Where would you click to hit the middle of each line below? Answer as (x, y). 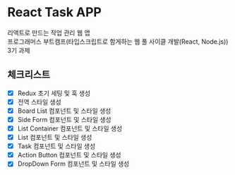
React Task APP (55, 12)
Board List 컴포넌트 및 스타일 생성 (64, 111)
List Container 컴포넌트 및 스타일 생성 (70, 128)
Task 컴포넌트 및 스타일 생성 (56, 146)
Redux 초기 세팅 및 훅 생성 (54, 93)
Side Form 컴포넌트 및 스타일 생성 (64, 119)
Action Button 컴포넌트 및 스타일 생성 (69, 155)
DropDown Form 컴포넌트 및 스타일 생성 (73, 164)
